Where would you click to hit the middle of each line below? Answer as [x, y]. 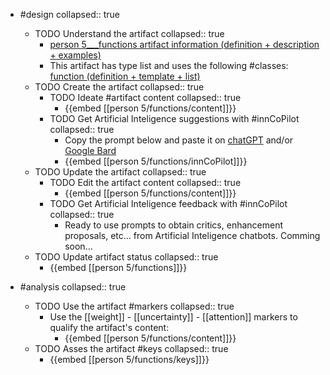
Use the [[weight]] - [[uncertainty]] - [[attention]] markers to [173, 317]
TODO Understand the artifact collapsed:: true [129, 33]
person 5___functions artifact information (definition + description [184, 44]
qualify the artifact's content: [109, 327]
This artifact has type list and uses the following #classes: [169, 65]
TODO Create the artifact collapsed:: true [119, 87]
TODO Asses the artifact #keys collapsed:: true [131, 348]
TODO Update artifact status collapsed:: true [126, 257]
